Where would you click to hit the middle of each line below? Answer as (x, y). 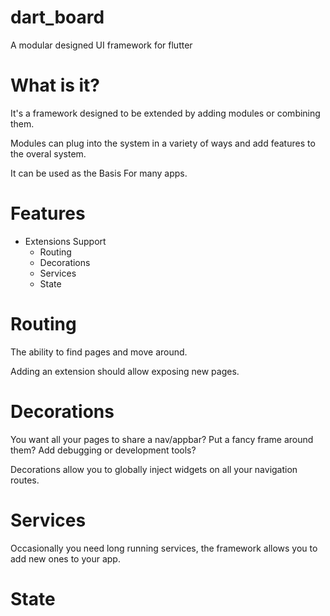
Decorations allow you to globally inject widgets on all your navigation (154, 469)
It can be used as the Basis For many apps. (99, 173)
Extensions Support (65, 241)
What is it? (55, 85)
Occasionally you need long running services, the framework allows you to (164, 548)
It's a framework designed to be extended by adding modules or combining (165, 113)
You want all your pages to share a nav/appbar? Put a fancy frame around (162, 439)
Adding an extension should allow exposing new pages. (125, 371)
